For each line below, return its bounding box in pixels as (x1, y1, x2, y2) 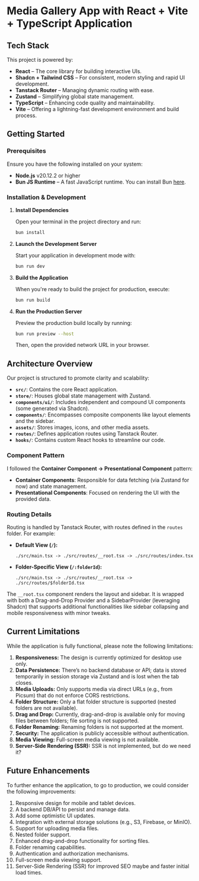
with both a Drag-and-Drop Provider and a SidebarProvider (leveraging (7, 596, 180, 604)
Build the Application (15, 274, 69, 281)
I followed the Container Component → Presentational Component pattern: (7, 465, 193, 472)
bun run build (15, 297, 50, 303)
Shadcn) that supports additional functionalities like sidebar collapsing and (7, 603, 189, 610)
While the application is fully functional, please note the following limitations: (7, 642, 194, 649)
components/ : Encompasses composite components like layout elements (15, 411, 191, 418)
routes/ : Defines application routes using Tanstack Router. (15, 430, 159, 437)
